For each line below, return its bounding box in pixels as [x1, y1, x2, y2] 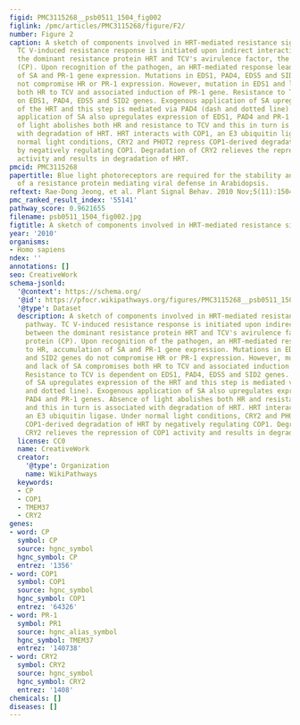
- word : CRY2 [9, 653, 58, 662]
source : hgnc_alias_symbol [17, 627, 118, 637]
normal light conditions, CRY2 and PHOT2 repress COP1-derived [17, 137, 257, 146]
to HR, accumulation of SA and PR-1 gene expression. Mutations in [25, 345, 281, 354]
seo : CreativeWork [9, 271, 78, 279]
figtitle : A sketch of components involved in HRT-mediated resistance [9, 221, 281, 229]
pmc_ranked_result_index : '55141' [9, 196, 138, 205]
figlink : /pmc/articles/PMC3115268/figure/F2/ [9, 21, 186, 30]
